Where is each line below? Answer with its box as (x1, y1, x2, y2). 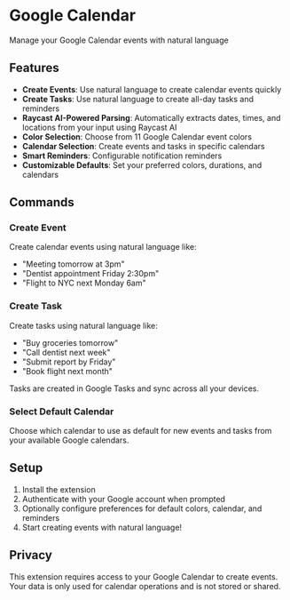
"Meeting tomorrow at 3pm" (21, 259, 125, 269)
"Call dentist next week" (21, 347, 111, 357)
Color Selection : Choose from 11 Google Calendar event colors (21, 131, 253, 142)
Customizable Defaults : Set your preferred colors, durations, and (21, 159, 263, 170)
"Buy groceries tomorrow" (21, 337, 119, 348)
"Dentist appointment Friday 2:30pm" (21, 268, 160, 279)
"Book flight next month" (21, 365, 114, 376)
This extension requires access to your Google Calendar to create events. (9, 571, 278, 582)
